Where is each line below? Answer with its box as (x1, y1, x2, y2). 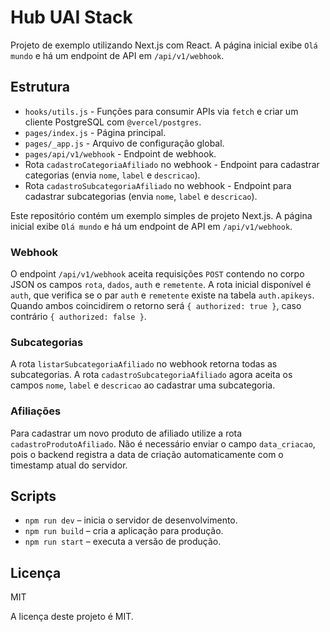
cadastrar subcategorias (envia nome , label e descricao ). (24, 190, 258, 202)
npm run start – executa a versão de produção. (24, 536, 222, 548)
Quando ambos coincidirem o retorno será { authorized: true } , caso (10, 300, 302, 312)
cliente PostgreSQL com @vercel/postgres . (24, 116, 202, 128)
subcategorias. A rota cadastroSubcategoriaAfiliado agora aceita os (10, 369, 293, 381)
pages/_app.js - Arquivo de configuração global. (24, 137, 225, 149)
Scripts (10, 488, 57, 505)
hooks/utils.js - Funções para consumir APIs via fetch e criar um (24, 105, 299, 117)
